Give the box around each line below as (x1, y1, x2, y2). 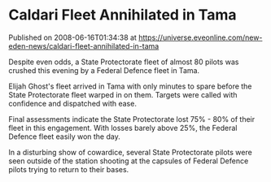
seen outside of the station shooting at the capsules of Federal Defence (8, 156, 249, 166)
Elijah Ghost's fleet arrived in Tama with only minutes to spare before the (8, 81, 252, 91)
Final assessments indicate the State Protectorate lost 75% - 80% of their (8, 114, 256, 123)
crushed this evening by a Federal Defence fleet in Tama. (8, 65, 200, 75)
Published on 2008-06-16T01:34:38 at (8, 32, 137, 42)
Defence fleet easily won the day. (8, 132, 120, 141)
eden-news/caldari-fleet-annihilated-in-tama (8, 41, 160, 50)
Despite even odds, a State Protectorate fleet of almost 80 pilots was (8, 57, 239, 67)
